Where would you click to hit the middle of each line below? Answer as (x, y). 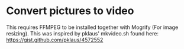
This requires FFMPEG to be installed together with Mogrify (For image (92, 27)
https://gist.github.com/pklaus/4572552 (55, 40)
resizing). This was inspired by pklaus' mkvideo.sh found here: (82, 33)
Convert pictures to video (70, 11)
